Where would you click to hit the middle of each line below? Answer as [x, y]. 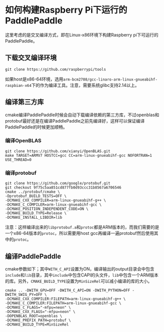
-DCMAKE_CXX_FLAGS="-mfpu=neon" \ [40, 311]
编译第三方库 [24, 102]
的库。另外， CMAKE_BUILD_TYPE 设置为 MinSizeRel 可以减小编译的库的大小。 [79, 281]
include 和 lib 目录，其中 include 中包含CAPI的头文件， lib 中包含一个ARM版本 [82, 275]
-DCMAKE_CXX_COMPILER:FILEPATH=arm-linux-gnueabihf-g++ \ [65, 299]
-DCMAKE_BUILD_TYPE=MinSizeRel [37, 324]
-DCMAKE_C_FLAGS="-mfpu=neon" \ [38, 307]
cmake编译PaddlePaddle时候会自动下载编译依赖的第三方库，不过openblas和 [82, 115]
